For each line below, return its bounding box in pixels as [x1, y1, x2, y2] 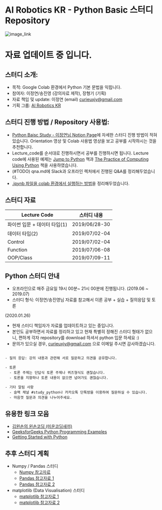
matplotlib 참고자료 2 [19, 500, 60, 505]
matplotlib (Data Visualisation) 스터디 [12, 488, 85, 493]
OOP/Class [7, 254, 32, 261]
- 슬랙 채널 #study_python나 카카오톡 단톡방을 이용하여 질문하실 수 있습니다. [9, 390, 147, 395]
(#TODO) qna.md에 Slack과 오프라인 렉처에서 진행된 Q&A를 [12, 168, 127, 174]
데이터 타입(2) [7, 230, 38, 237]
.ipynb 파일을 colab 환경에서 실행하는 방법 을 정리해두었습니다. [12, 180, 130, 186]
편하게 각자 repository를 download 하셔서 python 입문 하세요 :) [18, 335, 139, 340]
